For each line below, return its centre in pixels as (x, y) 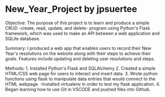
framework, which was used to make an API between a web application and (82, 33)
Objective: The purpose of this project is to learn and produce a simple (77, 23)
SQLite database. (23, 39)
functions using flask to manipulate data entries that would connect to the (80, 79)
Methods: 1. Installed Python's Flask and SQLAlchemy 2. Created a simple (81, 68)
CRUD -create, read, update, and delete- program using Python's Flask (78, 28)
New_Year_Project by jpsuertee (71, 9)
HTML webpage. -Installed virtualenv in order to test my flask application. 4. (83, 84)
